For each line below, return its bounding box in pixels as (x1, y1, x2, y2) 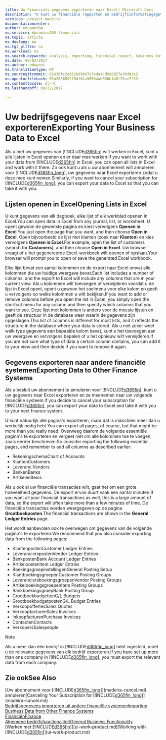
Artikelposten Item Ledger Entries (12, 561, 80, 568)
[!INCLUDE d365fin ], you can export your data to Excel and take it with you (5, 402, 157, 409)
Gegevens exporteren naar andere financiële (5, 358, 146, 367)
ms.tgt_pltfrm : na (5, 44, 43, 49)
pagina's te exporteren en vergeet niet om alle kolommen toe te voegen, (5, 433, 152, 439)
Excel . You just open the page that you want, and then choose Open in (5, 229, 148, 235)
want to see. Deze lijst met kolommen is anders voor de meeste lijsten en (5, 307, 154, 313)
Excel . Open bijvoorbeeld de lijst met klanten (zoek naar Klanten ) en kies (5, 234, 154, 240)
